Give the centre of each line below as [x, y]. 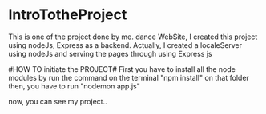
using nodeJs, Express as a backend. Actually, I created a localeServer [125, 45]
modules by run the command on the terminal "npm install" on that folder [129, 77]
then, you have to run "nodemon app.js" [74, 86]
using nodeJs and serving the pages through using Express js [110, 53]
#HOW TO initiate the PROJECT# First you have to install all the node [122, 69]
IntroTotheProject [68, 15]
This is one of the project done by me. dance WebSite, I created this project [133, 37]
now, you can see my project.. [58, 101]
